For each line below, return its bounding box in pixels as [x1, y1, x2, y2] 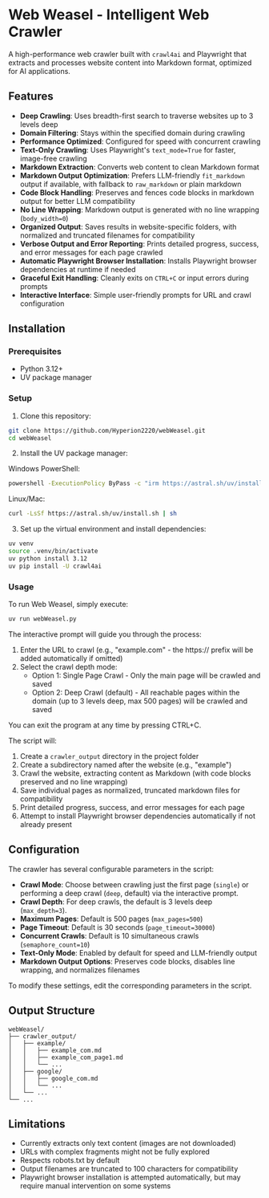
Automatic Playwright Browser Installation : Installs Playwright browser [19, 255, 257, 266]
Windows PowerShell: [8, 464, 80, 474]
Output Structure [8, 1004, 95, 1017]
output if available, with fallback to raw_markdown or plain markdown [19, 179, 242, 189]
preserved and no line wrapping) [19, 776, 128, 786]
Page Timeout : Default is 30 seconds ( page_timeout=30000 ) [19, 922, 215, 932]
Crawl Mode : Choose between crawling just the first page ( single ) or [19, 879, 250, 889]
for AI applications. [8, 66, 70, 75]
